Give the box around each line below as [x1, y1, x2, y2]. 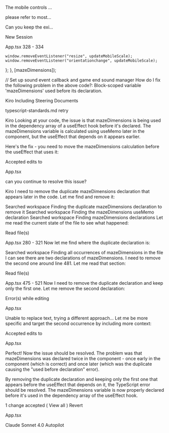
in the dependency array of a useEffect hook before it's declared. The [5, 123, 151, 129]
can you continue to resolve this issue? [5, 178, 87, 184]
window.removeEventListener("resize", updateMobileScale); [5, 53, 133, 59]
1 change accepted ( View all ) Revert [5, 402, 83, 408]
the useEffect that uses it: [5, 149, 59, 155]
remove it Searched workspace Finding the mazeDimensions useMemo [5, 209, 154, 215]
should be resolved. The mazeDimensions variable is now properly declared [5, 387, 164, 393]
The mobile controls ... [5, 5, 52, 10]
